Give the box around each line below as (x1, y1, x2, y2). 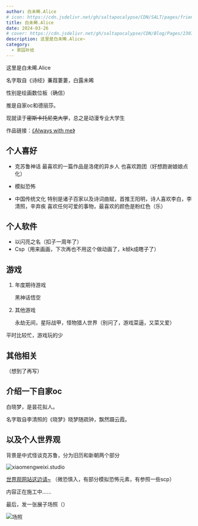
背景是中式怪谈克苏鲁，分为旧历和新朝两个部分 (6, 452, 120, 459)
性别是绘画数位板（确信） (6, 89, 68, 96)
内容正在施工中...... (6, 488, 52, 495)
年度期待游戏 (14, 281, 46, 288)
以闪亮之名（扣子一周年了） (14, 238, 82, 245)
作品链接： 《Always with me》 (6, 126, 75, 134)
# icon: (6, 14, 25, 20)
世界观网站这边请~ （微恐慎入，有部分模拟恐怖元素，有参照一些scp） (6, 475, 175, 482)
